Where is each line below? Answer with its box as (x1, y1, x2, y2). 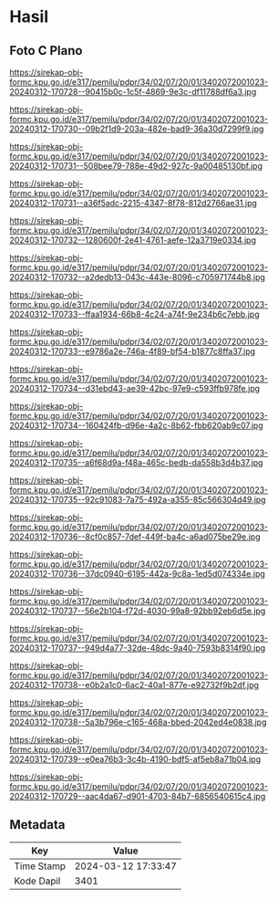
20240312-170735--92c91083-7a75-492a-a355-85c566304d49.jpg (9, 495, 266, 505)
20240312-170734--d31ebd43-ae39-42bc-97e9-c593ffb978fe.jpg (9, 383, 261, 393)
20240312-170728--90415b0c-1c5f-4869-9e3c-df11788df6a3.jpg (9, 87, 257, 97)
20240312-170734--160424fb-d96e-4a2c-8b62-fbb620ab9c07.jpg (9, 420, 264, 431)
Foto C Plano (9, 43, 83, 58)
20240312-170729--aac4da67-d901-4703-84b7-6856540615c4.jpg (9, 791, 266, 801)
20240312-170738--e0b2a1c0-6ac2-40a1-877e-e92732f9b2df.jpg (9, 680, 260, 690)
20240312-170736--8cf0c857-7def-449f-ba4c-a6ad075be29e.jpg (9, 531, 261, 542)
